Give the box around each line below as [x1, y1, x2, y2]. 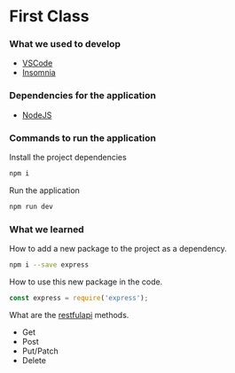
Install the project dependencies [9, 152, 127, 163]
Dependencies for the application [9, 89, 157, 102]
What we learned [9, 223, 84, 236]
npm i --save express [9, 260, 90, 269]
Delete [21, 354, 47, 365]
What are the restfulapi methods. [9, 309, 129, 320]
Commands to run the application [9, 131, 157, 144]
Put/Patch [21, 346, 59, 356]
